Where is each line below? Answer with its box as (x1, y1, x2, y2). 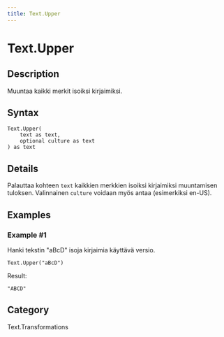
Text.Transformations (7, 322, 68, 331)
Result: (7, 271, 27, 280)
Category (7, 304, 50, 316)
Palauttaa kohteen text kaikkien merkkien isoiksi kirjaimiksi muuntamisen (7, 181, 218, 189)
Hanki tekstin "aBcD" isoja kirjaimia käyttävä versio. (7, 245, 156, 254)
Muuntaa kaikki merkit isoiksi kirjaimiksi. (7, 87, 123, 95)
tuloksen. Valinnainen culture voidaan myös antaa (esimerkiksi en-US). (7, 189, 212, 197)
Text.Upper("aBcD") (7, 259, 64, 266)
